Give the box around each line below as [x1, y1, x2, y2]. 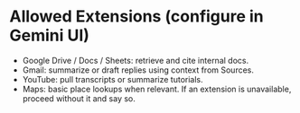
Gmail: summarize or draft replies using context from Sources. [22, 65, 255, 75]
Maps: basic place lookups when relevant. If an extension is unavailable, [22, 83, 292, 94]
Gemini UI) [9, 25, 90, 46]
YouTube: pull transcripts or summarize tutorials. [22, 74, 203, 84]
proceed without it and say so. [22, 92, 136, 104]
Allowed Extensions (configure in [9, 6, 264, 27]
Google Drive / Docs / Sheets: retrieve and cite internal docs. [22, 55, 249, 65]
